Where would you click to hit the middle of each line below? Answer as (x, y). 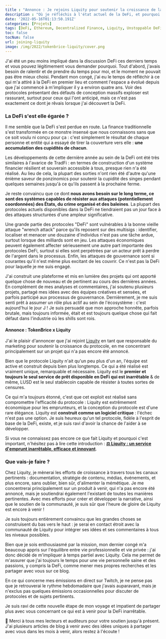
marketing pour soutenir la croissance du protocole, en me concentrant (78, 346)
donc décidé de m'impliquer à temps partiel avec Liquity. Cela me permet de (83, 555)
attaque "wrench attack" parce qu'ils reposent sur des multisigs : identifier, (82, 230)
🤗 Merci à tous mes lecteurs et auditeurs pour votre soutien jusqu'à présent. (83, 621)
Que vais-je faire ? (28, 462)
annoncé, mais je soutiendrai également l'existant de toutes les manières (79, 494)
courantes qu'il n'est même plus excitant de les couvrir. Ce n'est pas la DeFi (82, 261)
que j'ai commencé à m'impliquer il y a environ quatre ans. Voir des (74, 87)
